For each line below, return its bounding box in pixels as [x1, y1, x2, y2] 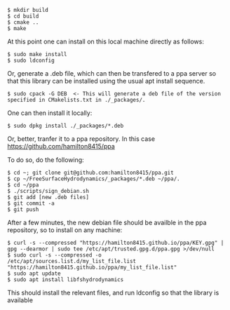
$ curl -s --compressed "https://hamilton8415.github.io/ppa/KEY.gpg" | [7, 239, 224, 246]
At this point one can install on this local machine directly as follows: [7, 37, 205, 46]
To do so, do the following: [7, 156, 84, 164]
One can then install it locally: [7, 109, 93, 117]
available [7, 296, 34, 304]
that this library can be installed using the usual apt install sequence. [7, 77, 205, 85]
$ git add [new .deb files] [7, 194, 90, 201]
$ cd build [7, 13, 39, 20]
